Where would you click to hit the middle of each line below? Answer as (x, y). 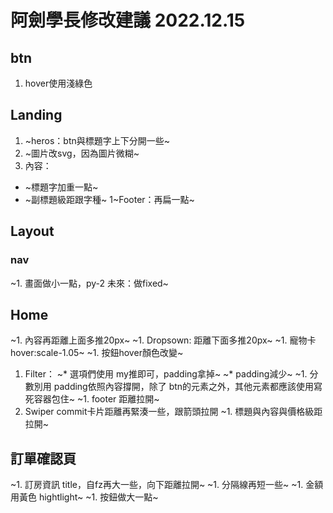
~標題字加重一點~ (61, 187)
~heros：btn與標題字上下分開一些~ (97, 140)
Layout (32, 231)
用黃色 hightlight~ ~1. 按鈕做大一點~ (84, 497)
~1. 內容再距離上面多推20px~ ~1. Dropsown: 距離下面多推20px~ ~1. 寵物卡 (163, 340)
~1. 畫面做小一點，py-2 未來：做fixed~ (89, 283)
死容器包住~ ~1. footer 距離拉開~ (92, 399)
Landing (36, 115)
